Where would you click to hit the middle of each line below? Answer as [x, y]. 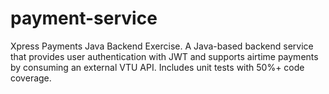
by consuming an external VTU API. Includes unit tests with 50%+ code [157, 67]
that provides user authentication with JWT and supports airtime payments [164, 56]
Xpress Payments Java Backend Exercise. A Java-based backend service [162, 46]
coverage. [31, 78]
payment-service [84, 18]
